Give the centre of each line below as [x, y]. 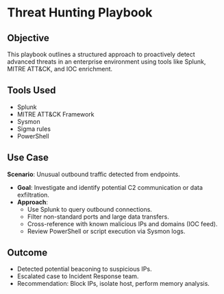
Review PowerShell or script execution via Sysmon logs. [106, 231]
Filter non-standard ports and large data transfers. [98, 217]
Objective [28, 38]
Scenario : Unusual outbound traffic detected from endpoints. [94, 174]
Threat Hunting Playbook [80, 13]
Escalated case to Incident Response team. [78, 276]
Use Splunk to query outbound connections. [90, 209]
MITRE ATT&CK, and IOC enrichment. [60, 69]
